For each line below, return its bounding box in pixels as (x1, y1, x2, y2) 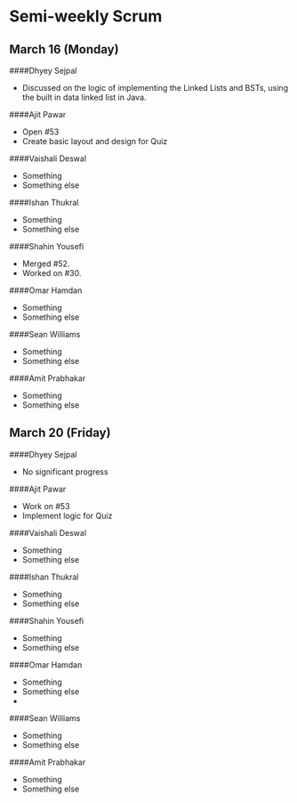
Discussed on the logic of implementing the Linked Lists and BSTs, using (21, 83, 289, 93)
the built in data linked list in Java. (21, 92, 147, 102)
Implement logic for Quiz (21, 510, 113, 521)
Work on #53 (21, 500, 70, 511)
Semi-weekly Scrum (9, 6, 163, 27)
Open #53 (21, 126, 60, 137)
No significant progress (21, 466, 108, 477)
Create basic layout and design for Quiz (21, 136, 168, 146)
